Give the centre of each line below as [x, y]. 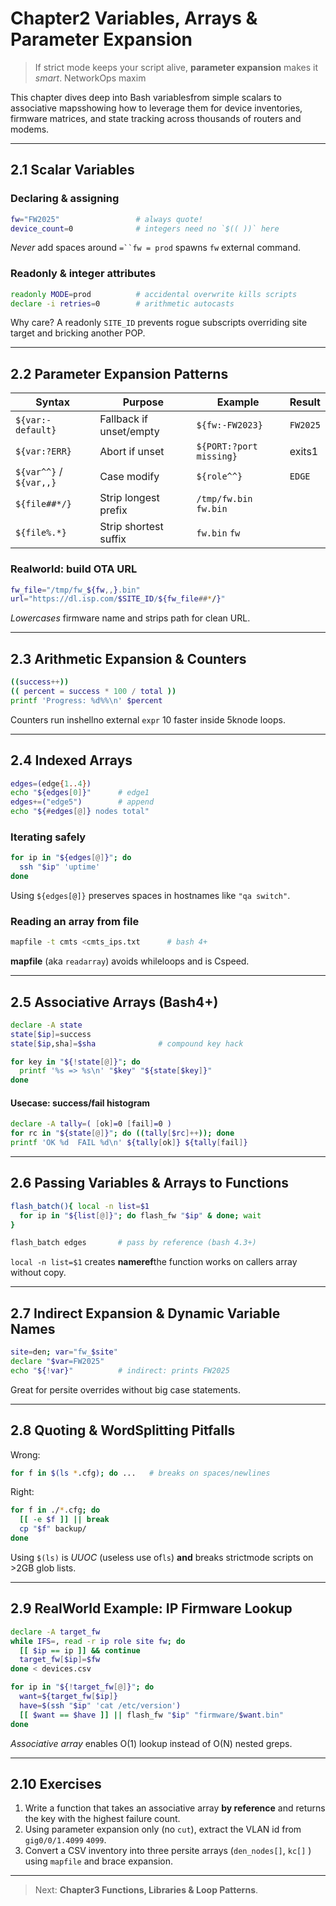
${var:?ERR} [44, 451]
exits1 [304, 452]
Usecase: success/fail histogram [80, 1103]
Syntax [52, 402]
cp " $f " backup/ [53, 1529]
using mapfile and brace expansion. [98, 1861]
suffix [113, 539]
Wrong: [25, 1454]
